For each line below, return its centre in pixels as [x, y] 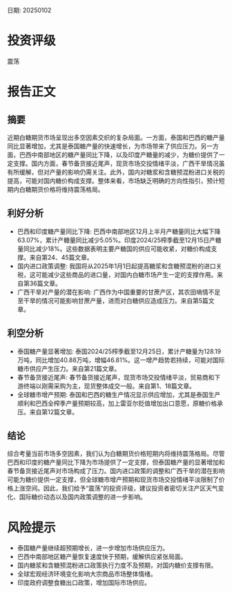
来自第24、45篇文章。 [61, 257]
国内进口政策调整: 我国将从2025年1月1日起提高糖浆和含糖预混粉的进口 [116, 266]
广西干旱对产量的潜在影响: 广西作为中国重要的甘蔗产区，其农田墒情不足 [119, 292]
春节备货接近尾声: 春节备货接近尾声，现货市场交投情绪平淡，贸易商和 [116, 377]
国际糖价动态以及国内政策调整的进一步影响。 [83, 497]
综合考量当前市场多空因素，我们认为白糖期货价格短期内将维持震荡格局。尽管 [116, 454]
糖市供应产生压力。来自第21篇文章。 [69, 369]
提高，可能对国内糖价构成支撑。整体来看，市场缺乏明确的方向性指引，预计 [113, 180]
